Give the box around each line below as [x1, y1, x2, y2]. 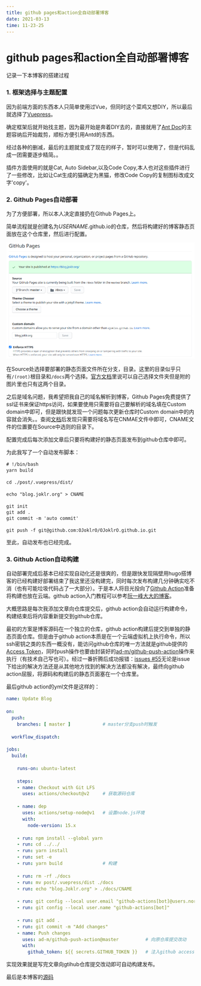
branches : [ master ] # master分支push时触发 [17, 721, 157, 727]
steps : [17, 778, 33, 784]
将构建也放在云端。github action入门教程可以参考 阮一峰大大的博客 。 [6, 592, 175, 600]
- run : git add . [17, 917, 60, 924]
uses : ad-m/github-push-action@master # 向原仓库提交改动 [22, 936, 187, 942]
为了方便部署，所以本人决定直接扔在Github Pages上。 [6, 210, 139, 217]
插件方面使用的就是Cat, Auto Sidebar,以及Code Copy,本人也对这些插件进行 [6, 164, 190, 171]
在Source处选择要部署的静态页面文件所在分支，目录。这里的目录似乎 [6, 365, 176, 373]
